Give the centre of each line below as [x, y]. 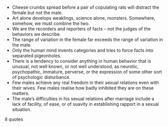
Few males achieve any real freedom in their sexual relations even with [86, 82]
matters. [21, 93]
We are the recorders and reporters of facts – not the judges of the [81, 29]
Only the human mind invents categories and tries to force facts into [83, 50]
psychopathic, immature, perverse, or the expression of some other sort [87, 72]
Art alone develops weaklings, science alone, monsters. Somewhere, [84, 18]
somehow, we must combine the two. [51, 23]
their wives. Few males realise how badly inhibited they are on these [83, 88]
